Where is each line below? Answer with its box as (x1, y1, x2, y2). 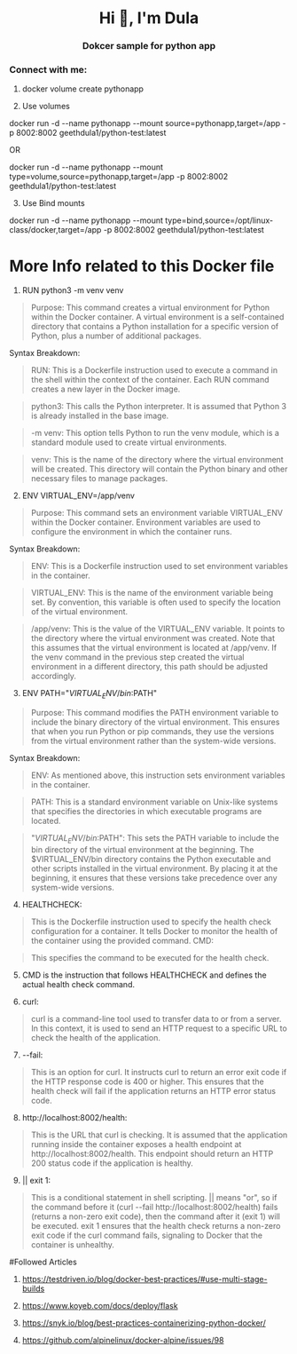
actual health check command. (21, 978, 136, 989)
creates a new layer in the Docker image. (30, 384, 181, 394)
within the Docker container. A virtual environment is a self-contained (30, 312, 285, 322)
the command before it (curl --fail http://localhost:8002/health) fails (30, 1201, 278, 1212)
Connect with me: (9, 64, 88, 76)
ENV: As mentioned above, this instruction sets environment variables (30, 770, 285, 780)
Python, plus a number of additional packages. (30, 330, 202, 341)
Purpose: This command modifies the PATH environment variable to (30, 708, 279, 718)
